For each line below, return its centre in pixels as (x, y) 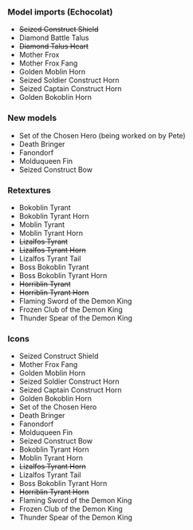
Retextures (29, 190)
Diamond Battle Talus (54, 38)
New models (32, 118)
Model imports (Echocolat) (60, 12)
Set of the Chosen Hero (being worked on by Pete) (102, 135)
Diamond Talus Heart (54, 46)
